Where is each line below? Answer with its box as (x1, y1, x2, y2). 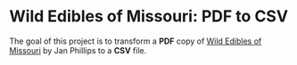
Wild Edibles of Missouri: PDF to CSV (9, 6, 288, 27)
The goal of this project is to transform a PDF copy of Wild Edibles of (9, 36, 262, 46)
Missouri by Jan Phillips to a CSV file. (9, 45, 147, 55)
